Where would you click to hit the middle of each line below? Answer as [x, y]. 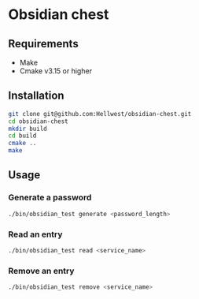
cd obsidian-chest [38, 121]
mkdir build [28, 129]
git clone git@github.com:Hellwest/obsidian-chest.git [100, 114]
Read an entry [35, 234]
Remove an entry [41, 271]
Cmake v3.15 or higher [56, 71]
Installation [36, 96]
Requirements [43, 44]
